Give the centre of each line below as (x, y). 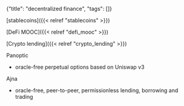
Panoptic (18, 55)
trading (24, 97)
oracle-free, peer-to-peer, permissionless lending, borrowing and (97, 90)
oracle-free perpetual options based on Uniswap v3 (80, 67)
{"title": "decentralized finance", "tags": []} (59, 9)
